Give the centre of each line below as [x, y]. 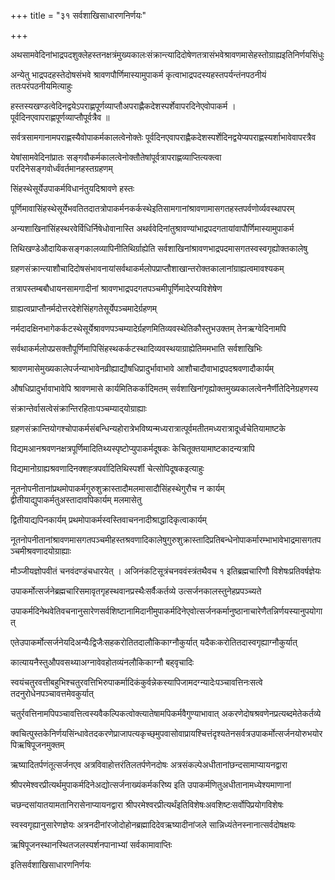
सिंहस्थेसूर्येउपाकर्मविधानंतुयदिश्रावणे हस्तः [72, 188]
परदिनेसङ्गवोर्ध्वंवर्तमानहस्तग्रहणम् [61, 168]
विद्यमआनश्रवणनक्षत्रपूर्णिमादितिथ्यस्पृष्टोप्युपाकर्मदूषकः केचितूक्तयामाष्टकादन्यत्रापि [132, 448]
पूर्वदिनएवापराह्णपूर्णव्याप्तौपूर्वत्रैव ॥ [60, 117]
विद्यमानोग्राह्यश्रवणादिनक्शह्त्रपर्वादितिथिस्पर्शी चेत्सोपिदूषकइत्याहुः [107, 468]
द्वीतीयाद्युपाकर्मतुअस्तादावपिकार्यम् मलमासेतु [76, 499]
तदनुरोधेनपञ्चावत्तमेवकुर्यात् [52, 693]
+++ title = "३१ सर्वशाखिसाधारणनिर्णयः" [78, 15]
